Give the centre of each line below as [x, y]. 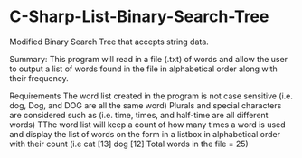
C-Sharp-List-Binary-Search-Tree [139, 17]
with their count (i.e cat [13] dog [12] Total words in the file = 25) [129, 144]
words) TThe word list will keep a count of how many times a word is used [148, 125]
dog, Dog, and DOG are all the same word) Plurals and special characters [146, 105]
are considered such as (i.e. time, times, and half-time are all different [139, 115]
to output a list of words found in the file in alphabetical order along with [143, 69]
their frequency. [39, 78]
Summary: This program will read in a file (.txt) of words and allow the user [148, 59]
